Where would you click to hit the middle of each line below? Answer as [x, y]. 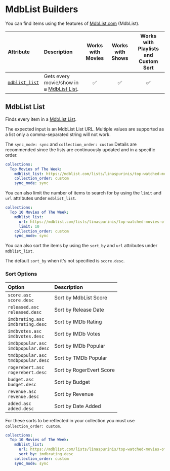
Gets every [57, 76]
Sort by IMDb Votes [77, 333]
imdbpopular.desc [29, 348]
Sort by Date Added [77, 406]
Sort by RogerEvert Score [84, 370]
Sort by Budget [72, 382]
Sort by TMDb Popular [80, 358]
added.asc [19, 403]
